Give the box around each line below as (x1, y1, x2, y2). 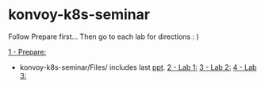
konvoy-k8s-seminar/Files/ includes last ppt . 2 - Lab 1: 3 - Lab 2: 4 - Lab (19, 62, 257, 72)
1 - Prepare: (8, 47, 46, 56)
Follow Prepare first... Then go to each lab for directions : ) (8, 32, 200, 41)
